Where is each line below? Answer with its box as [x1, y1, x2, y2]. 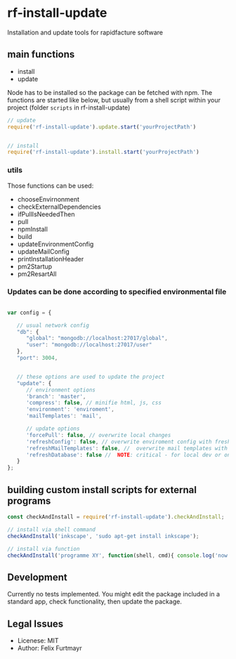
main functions [7, 48, 75, 60]
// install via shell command [7, 526, 96, 533]
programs [7, 495, 51, 507]
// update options [25, 425, 80, 433]
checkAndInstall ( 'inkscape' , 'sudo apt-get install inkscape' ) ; [7, 533, 199, 540]
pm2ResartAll [17, 269, 57, 278]
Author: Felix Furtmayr [17, 644, 82, 653]
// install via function [7, 545, 80, 552]
